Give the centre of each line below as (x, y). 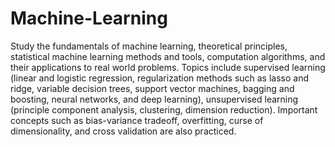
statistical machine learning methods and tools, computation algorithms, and (168, 56)
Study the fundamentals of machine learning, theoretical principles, (149, 46)
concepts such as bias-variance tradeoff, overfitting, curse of (137, 120)
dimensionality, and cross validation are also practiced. (123, 131)
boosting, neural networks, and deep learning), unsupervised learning (154, 99)
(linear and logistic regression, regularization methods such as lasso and (160, 78)
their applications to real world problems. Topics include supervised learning (168, 67)
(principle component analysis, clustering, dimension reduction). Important (164, 109)
